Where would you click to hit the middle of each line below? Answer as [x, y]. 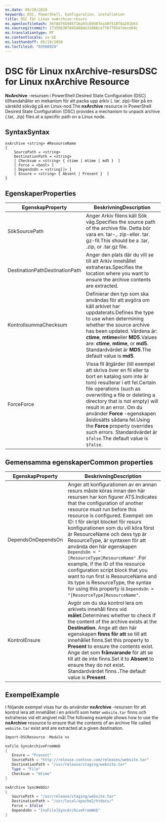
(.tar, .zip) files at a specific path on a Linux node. [55, 117]
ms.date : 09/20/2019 [26, 10]
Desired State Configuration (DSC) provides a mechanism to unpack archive [83, 111]
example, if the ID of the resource [106, 564]
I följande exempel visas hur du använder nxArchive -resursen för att [76, 707]
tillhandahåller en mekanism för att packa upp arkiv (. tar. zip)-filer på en [79, 101]
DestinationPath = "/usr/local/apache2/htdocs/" [62, 801]
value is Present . [87, 677]
